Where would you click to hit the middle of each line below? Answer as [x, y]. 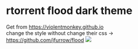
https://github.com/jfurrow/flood [45, 40]
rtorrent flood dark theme [69, 11]
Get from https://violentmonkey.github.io [55, 27]
